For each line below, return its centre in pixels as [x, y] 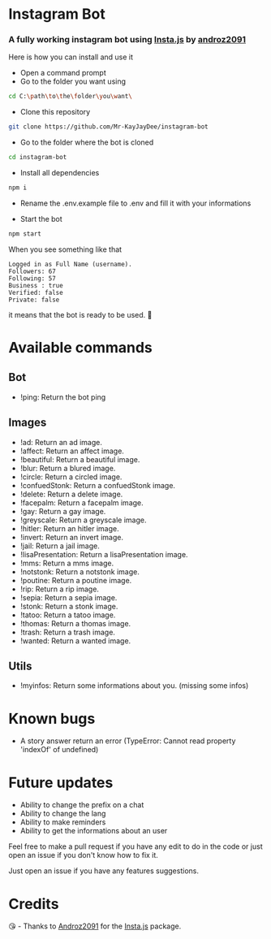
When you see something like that [65, 249]
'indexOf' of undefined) [59, 750]
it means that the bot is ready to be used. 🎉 [80, 314]
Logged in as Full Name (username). [70, 264]
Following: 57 [32, 278]
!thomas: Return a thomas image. [75, 623]
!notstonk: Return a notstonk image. [80, 571]
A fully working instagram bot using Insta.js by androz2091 [127, 40]
